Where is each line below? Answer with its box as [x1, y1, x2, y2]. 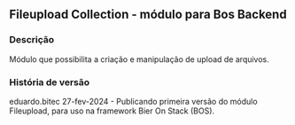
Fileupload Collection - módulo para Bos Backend [9, 7, 287, 22]
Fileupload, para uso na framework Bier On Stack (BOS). [9, 105, 215, 116]
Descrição [9, 34, 55, 46]
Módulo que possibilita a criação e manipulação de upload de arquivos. [9, 53, 270, 65]
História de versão [9, 75, 90, 88]
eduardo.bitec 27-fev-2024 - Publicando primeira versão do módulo [9, 96, 259, 106]
